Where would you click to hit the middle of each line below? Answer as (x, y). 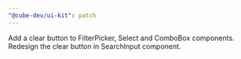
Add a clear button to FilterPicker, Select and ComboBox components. (121, 38)
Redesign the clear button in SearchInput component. (95, 46)
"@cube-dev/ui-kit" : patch (52, 15)
